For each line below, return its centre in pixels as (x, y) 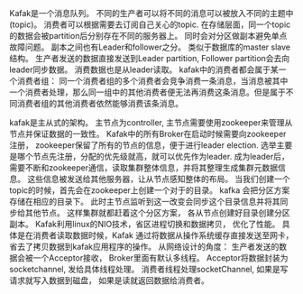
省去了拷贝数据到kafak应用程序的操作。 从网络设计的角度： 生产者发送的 (144, 247)
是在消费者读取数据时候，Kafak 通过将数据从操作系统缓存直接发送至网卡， (155, 235)
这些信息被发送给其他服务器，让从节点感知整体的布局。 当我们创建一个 (158, 179)
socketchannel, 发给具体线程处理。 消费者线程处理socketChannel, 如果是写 (149, 269)
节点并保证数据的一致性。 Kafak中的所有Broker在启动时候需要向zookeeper (148, 134)
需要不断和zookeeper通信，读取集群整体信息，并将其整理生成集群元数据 (144, 168)
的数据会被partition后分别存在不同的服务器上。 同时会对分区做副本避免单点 (148, 36)
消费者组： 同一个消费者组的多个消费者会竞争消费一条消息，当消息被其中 (152, 81)
